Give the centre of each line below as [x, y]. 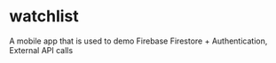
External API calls [41, 50]
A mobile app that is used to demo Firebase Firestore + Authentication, [138, 41]
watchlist [44, 16]
